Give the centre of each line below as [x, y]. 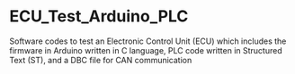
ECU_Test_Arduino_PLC [99, 16]
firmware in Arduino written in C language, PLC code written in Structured [146, 50]
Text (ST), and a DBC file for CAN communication [101, 60]
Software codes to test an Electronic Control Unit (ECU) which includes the [148, 41]
